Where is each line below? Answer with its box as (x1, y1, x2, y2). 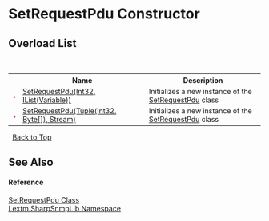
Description (183, 75, 223, 85)
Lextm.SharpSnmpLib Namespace (8, 204, 122, 214)
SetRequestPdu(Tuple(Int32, (22, 106, 117, 116)
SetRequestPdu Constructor (8, 5, 200, 23)
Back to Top (11, 132, 52, 142)
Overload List (8, 37, 77, 50)
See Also (8, 155, 54, 168)
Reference (8, 177, 44, 187)
